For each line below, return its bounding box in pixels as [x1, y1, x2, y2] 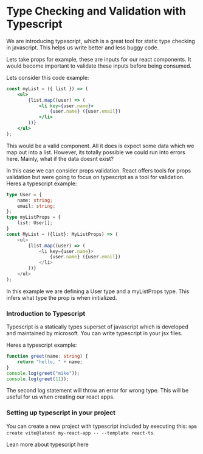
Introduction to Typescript [6, 309, 86, 317]
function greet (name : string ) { [6, 353, 88, 360]
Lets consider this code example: [6, 74, 89, 81]
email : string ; [17, 203, 56, 209]
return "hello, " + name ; [17, 358, 83, 365]
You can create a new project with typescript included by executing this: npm [6, 422, 197, 430]
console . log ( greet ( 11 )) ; [6, 376, 69, 382]
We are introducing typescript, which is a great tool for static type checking [6, 37, 196, 44]
